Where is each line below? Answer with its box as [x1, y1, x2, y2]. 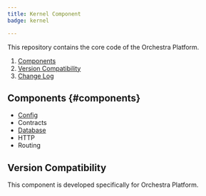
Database [17, 126, 46, 135]
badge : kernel [7, 17, 50, 24]
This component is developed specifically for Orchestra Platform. [7, 180, 199, 189]
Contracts [17, 119, 48, 127]
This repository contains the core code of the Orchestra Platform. [7, 43, 200, 51]
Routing [17, 141, 41, 150]
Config [17, 111, 38, 119]
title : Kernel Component [7, 10, 81, 18]
